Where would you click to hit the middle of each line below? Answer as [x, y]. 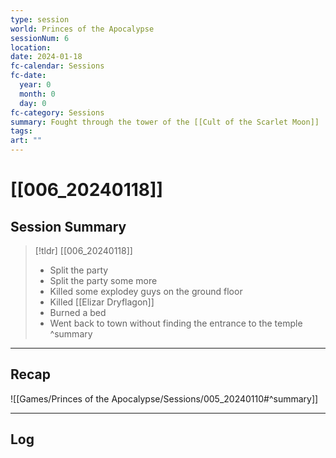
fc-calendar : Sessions [57, 66]
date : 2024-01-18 [46, 57]
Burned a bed [78, 312]
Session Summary [68, 226]
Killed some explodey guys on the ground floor [146, 291]
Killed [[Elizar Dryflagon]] [102, 302]
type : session [40, 19]
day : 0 [33, 103]
